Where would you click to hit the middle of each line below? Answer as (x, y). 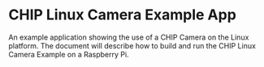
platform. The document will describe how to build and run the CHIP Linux (132, 45)
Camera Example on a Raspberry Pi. (69, 54)
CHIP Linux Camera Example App (123, 15)
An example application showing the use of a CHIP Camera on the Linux (129, 37)
